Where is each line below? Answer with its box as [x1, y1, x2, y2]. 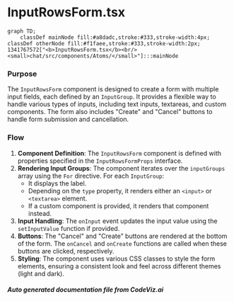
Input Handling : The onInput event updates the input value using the [17, 217, 218, 225]
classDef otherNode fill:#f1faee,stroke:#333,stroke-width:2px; [7, 40, 201, 47]
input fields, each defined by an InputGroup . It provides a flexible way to [7, 93, 217, 101]
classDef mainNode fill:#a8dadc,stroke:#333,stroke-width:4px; [20, 33, 211, 41]
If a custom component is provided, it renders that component [28, 201, 209, 210]
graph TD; [7, 28, 37, 35]
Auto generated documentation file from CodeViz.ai [7, 285, 164, 294]
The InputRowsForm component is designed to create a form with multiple [7, 85, 219, 93]
